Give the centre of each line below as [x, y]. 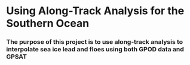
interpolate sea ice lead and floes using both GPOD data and [95, 50]
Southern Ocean [48, 23]
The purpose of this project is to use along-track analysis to [95, 42]
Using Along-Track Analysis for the [95, 11]
